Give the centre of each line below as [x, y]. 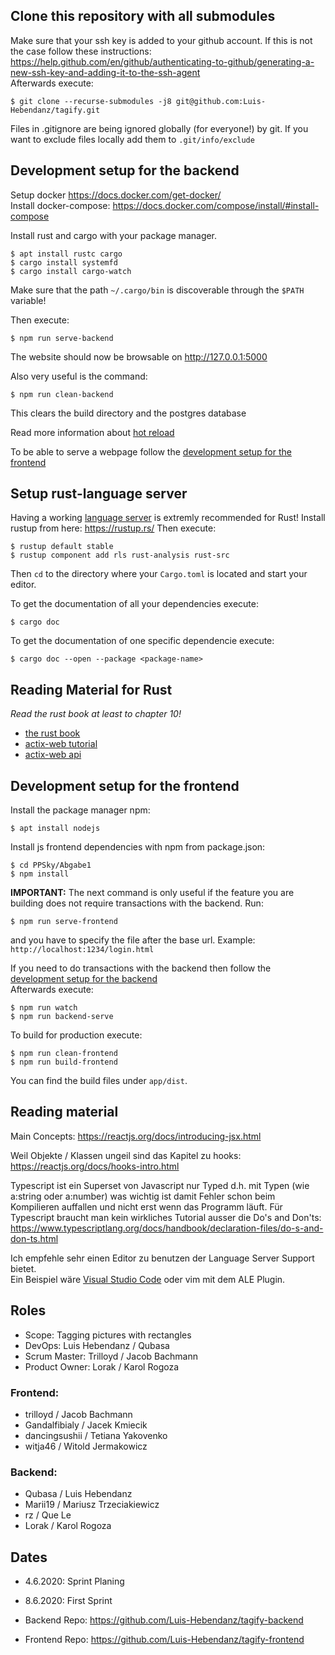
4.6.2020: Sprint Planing [74, 1581]
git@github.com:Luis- [221, 101]
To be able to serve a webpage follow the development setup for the [151, 451]
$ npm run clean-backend [62, 394]
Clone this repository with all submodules [143, 16]
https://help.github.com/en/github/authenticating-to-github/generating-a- [162, 61]
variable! [28, 300]
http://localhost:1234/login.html [82, 950]
